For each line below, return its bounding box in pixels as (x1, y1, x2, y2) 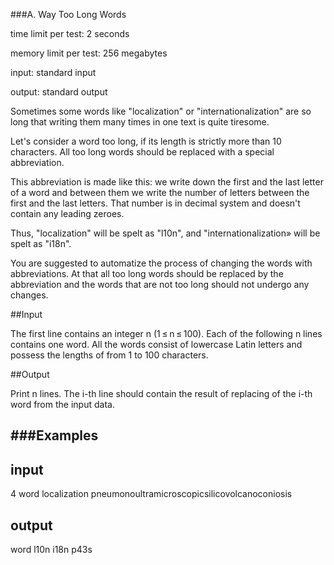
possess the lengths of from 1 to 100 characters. (10, 349, 209, 361)
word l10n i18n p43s (10, 544, 93, 556)
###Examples (10, 427, 99, 444)
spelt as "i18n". (10, 238, 72, 249)
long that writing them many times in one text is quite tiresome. (10, 116, 270, 128)
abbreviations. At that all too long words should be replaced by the (10, 268, 284, 279)
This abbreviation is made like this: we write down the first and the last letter (10, 176, 324, 188)
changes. (10, 289, 49, 301)
